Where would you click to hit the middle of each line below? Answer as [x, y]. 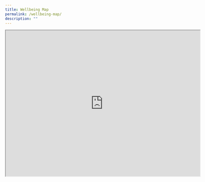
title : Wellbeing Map [27, 9]
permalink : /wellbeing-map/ [34, 14]
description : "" [21, 18]
